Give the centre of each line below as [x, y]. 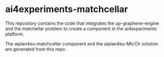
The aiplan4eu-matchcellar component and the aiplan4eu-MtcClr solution [82, 43]
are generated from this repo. [36, 49]
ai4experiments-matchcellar [67, 9]
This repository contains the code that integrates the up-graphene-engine [82, 23]
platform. [15, 34]
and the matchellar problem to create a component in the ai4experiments [81, 28]
